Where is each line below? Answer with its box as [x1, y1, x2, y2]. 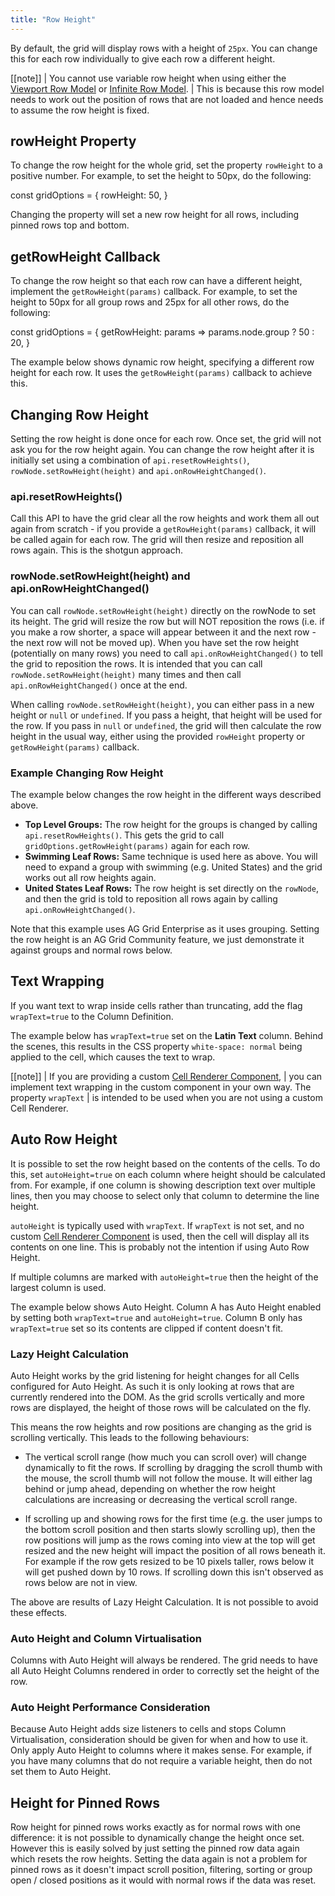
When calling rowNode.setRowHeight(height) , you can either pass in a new [10, 698, 315, 710]
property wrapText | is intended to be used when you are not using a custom [10, 1091, 323, 1103]
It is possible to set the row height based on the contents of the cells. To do [10, 1157, 321, 1170]
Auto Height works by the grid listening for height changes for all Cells [10, 1369, 300, 1381]
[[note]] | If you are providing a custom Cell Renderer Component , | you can [10, 1070, 323, 1082]
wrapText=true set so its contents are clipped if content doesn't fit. [10, 1322, 284, 1334]
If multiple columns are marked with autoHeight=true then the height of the [10, 1271, 319, 1283]
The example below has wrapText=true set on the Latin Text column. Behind [10, 1029, 323, 1041]
